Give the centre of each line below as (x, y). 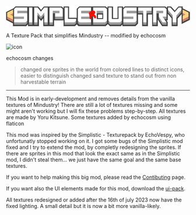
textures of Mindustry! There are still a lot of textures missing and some (92, 105)
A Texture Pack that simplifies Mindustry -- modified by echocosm (86, 35)
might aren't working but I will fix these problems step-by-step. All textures (96, 111)
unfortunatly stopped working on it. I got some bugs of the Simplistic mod (94, 141)
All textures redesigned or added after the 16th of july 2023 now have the (94, 200)
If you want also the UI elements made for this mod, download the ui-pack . (96, 188)
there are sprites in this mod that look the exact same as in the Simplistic (93, 153)
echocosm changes (30, 58)
